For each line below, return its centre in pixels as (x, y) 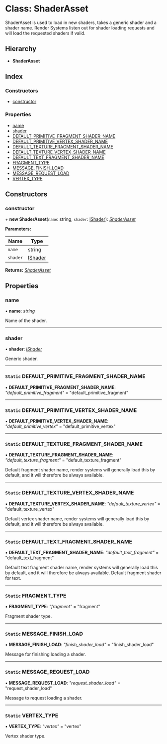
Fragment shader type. (29, 616)
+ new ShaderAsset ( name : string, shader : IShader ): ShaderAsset (70, 219)
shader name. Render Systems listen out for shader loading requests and (80, 27)
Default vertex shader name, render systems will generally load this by (77, 519)
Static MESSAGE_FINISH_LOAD (44, 634)
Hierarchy (21, 49)
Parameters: (18, 229)
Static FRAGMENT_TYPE (36, 596)
